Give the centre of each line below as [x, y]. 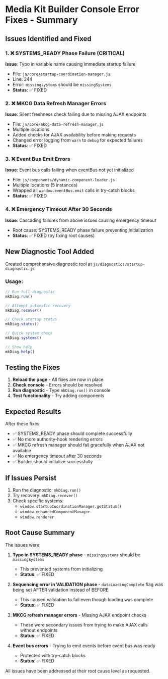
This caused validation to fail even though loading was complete [87, 599]
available [22, 451]
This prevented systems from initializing [61, 569]
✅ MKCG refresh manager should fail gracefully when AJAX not [78, 445]
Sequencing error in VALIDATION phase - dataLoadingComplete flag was [88, 584]
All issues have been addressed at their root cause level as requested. [78, 671]
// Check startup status [31, 319]
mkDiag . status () [22, 324]
